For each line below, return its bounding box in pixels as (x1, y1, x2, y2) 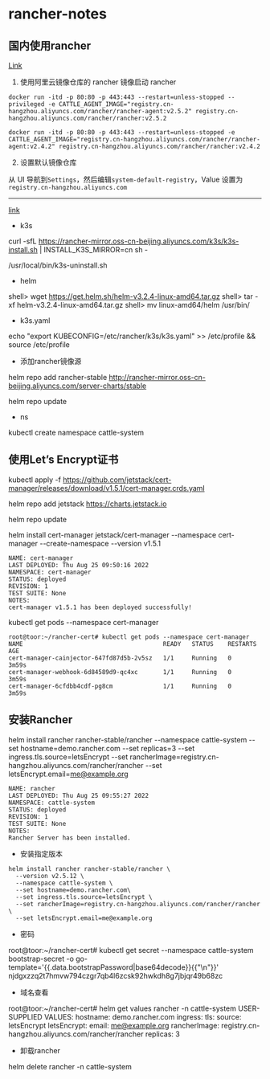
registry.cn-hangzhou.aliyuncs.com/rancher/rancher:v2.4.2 (59, 142, 261, 150)
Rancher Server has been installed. (8, 833, 131, 842)
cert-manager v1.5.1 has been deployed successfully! (8, 603, 193, 611)
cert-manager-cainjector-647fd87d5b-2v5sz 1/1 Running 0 (8, 654, 231, 662)
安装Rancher (8, 713, 73, 727)
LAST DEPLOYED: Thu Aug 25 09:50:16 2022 (8, 561, 149, 569)
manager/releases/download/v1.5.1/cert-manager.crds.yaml (8, 483, 205, 492)
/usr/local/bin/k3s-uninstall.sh (8, 260, 108, 270)
